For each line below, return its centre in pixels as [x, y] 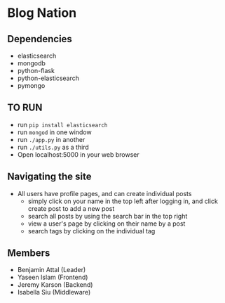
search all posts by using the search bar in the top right [108, 216]
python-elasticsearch [48, 78]
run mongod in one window [55, 132]
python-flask [36, 71]
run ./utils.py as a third [53, 147]
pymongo [31, 85]
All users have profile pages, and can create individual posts [104, 193]
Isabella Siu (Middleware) [54, 292]
